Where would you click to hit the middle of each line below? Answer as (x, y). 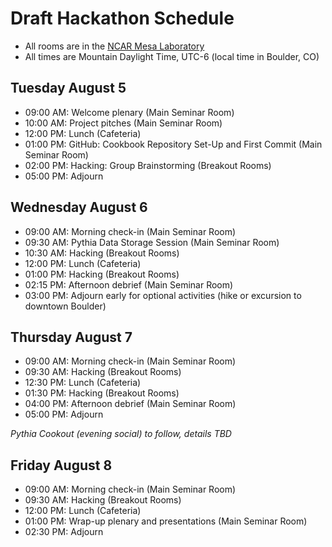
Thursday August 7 (71, 337)
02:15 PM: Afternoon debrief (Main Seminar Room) (129, 284)
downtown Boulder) (65, 306)
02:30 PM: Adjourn (64, 532)
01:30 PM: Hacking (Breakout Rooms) (102, 393)
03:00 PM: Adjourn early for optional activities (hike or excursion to (163, 295)
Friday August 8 (61, 465)
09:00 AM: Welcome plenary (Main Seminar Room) (129, 112)
